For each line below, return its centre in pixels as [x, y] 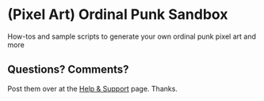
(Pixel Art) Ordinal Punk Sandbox [118, 15]
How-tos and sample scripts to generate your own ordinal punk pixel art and [132, 36]
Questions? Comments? [68, 70]
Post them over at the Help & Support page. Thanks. [92, 88]
